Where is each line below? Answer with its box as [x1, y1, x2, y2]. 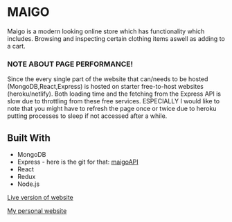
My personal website [7, 207, 67, 215]
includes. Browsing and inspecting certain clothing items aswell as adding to [7, 34, 225, 42]
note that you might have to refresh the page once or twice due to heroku [7, 105, 217, 113]
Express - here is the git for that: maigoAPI [17, 157, 139, 166]
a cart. [7, 42, 26, 50]
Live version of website [7, 194, 74, 202]
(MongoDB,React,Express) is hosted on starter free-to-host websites [7, 83, 204, 91]
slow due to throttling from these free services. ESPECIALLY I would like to [7, 97, 220, 105]
